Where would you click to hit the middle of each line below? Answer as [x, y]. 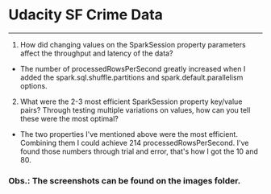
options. [33, 85]
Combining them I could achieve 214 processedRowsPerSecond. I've [134, 142]
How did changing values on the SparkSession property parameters [133, 44]
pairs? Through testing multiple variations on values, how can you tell [135, 109]
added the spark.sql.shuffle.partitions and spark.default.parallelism [131, 77]
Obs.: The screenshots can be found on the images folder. [125, 180]
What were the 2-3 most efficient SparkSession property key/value [131, 101]
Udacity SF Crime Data [86, 15]
